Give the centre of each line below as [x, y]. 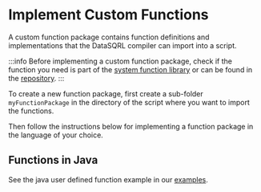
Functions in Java [53, 160]
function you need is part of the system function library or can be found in [130, 69]
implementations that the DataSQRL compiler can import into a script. [122, 45]
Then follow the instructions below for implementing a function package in [131, 126]
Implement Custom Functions [108, 15]
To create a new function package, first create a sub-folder [106, 93]
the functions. [31, 111]
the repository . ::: [36, 78]
